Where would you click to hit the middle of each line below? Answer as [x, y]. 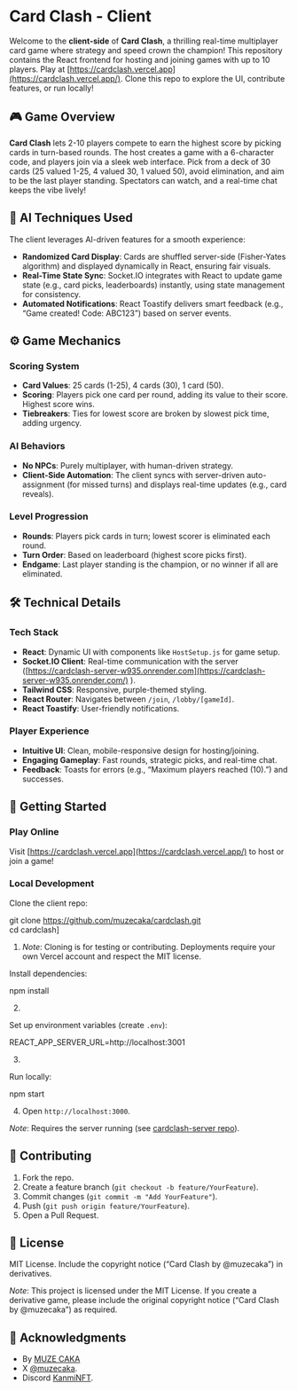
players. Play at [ [40, 69]
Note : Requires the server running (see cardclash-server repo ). [125, 1128]
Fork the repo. [48, 1177]
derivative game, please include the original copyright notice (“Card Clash [144, 1301]
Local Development [52, 884]
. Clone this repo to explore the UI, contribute [203, 78]
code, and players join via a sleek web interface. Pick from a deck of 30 [140, 161]
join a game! [32, 861]
